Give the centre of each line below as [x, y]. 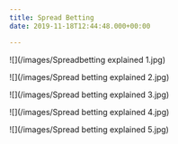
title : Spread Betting [52, 18]
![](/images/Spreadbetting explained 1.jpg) [88, 59]
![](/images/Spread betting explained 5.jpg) [89, 129]
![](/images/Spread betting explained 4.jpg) [89, 112]
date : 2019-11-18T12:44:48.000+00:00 [80, 26]
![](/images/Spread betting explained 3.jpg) [89, 94]
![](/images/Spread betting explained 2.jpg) [89, 76]
